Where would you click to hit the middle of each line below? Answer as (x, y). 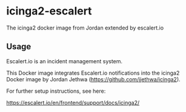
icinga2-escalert (49, 11)
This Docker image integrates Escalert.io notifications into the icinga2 (93, 73)
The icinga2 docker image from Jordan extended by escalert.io (85, 28)
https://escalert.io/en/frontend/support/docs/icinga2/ (73, 102)
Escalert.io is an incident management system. (65, 61)
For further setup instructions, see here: (56, 91)
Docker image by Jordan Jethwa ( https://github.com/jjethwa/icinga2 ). (93, 79)
